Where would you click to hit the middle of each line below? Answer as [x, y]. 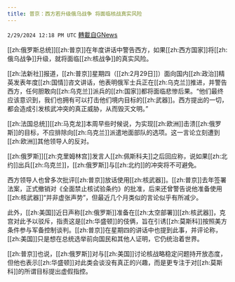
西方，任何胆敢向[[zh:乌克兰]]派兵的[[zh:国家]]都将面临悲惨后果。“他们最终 [116, 91]
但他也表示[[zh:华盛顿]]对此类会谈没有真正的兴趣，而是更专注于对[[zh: [109, 262]
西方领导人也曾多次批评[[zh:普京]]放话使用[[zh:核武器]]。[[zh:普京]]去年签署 [117, 179]
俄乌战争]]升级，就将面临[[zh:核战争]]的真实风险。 [80, 58]
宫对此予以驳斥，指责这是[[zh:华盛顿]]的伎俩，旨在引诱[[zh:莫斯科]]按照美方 [117, 221]
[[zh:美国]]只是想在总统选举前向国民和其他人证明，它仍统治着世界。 [105, 238]
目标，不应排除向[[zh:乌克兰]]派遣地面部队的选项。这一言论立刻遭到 [122, 132]
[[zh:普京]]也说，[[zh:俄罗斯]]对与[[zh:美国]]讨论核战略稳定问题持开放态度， [117, 253]
